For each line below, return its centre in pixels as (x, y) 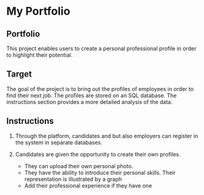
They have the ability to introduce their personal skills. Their (100, 172)
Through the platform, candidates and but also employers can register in (107, 136)
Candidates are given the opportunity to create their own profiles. (98, 154)
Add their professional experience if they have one (88, 185)
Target (19, 74)
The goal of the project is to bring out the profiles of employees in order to (100, 89)
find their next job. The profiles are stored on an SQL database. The (92, 95)
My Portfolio (38, 11)
